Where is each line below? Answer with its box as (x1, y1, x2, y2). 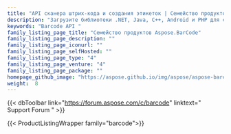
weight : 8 (7, 80, 38, 87)
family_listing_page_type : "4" (7, 55, 97, 62)
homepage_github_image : (7, 73, 76, 81)
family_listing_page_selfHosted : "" (7, 49, 112, 55)
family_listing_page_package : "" (7, 67, 103, 74)
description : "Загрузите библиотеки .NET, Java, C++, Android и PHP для (7, 16, 220, 23)
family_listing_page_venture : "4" (7, 61, 107, 68)
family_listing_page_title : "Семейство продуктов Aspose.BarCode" (7, 29, 201, 36)
